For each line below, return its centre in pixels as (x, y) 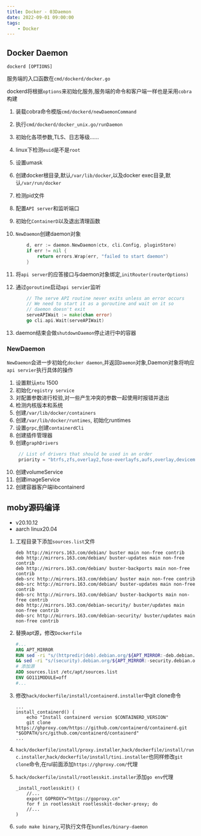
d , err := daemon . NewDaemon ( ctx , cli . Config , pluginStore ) (102, 245)
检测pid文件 (30, 196)
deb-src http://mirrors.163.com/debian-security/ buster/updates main (105, 616)
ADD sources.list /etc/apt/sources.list (66, 672)
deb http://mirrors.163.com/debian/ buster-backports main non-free (103, 568)
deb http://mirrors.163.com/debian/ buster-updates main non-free (100, 558)
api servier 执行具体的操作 (40, 370)
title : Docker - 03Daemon (39, 12)
